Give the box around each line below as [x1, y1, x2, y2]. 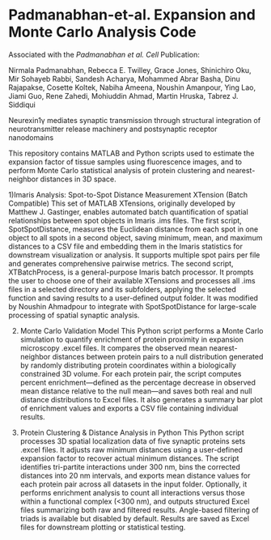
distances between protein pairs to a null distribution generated [52, 351, 264, 361]
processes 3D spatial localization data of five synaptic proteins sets [19, 436, 246, 446]
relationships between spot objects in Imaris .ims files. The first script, [8, 215, 243, 225]
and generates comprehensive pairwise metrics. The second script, [8, 258, 234, 268]
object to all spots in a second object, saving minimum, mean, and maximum [8, 232, 263, 242]
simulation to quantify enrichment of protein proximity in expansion [19, 334, 244, 344]
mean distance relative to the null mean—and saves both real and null [19, 386, 252, 396]
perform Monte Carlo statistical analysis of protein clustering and [8, 165, 225, 175]
